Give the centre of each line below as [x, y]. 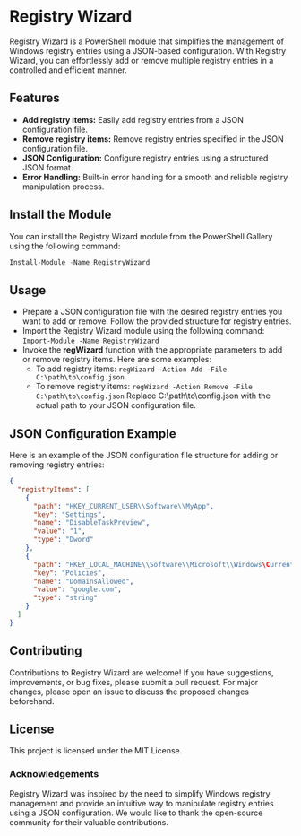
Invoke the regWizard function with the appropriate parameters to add [152, 350]
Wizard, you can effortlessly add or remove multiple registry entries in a [142, 60]
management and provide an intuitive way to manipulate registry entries [142, 803]
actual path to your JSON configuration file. [116, 405]
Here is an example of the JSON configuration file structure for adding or [144, 456]
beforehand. [32, 701]
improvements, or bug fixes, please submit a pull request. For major [134, 682]
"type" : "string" [65, 598]
